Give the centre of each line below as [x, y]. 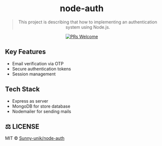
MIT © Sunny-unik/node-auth [35, 138]
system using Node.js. [88, 27]
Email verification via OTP [38, 63]
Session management [34, 74]
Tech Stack [22, 89]
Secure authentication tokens [42, 69]
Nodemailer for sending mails [42, 111]
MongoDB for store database [41, 106]
